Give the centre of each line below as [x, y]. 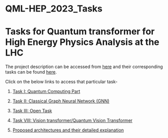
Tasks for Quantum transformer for [80, 32]
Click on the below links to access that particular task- [61, 82]
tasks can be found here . [31, 72]
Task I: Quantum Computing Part [46, 91]
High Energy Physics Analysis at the [82, 42]
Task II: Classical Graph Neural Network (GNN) [61, 101]
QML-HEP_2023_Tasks [54, 9]
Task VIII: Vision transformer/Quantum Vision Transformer [72, 120]
